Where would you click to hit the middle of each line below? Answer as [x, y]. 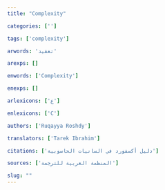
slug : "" [20, 176]
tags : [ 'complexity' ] [38, 39]
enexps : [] [23, 88]
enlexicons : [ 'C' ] [33, 113]
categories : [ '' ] [32, 26]
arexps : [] [23, 64]
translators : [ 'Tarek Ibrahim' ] [54, 138]
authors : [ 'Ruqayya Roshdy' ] [49, 126]
